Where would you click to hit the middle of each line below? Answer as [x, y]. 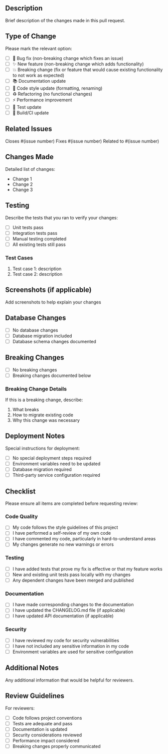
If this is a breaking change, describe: [44, 400]
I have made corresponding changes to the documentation [73, 605]
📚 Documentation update [39, 81]
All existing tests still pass [39, 244]
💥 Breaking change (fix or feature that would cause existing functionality [88, 70]
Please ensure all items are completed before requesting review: [72, 503]
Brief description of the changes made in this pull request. [65, 20]
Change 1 [22, 179]
